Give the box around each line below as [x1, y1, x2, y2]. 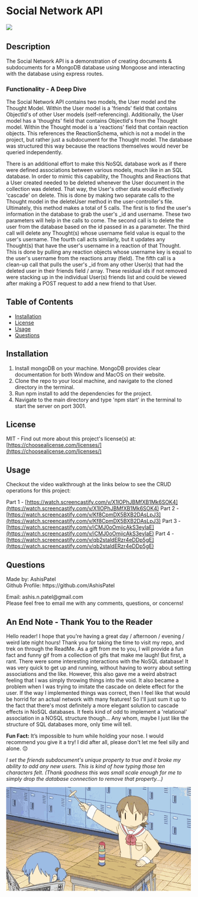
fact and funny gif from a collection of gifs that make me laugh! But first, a [6, 651, 186, 659]
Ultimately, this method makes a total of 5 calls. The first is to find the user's [6, 205, 191, 212]
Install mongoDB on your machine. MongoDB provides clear [14, 365, 161, 372]
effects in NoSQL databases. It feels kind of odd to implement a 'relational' [6, 708, 187, 715]
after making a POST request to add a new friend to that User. [6, 280, 157, 287]
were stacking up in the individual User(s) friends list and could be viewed [6, 274, 187, 281]
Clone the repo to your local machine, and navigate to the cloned [14, 377, 173, 384]
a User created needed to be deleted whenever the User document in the [6, 179, 185, 186]
